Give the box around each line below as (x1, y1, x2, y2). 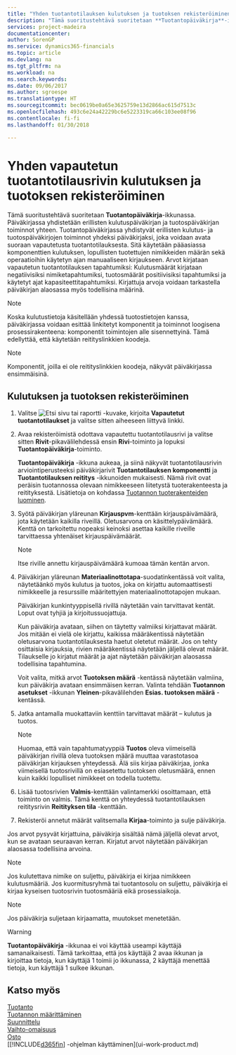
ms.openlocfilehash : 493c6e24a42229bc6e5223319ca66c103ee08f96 (7, 108, 197, 115)
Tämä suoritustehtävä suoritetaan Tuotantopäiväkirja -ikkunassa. (7, 211, 196, 219)
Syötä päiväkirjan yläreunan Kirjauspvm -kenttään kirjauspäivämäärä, (17, 510, 218, 518)
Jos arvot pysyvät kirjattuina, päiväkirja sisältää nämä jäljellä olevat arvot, (7, 830, 220, 839)
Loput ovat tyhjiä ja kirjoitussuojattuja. (17, 609, 128, 617)
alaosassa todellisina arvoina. (7, 845, 93, 853)
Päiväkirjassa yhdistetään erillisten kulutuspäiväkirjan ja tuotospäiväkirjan (7, 219, 220, 227)
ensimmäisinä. (7, 370, 49, 378)
